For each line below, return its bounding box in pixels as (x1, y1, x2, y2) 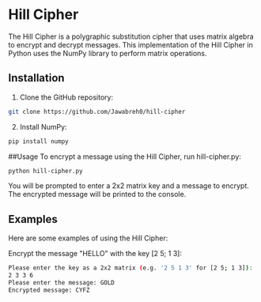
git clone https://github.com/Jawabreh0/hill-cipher (8, 108, 186, 115)
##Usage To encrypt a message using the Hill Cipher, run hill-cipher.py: (8, 152, 241, 161)
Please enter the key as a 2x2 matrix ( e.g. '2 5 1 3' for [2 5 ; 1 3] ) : (8, 264, 253, 272)
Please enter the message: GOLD (8, 278, 115, 286)
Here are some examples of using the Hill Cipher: (8, 233, 168, 243)
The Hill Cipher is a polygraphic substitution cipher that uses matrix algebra (8, 32, 255, 41)
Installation (8, 71, 65, 85)
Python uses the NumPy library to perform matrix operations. (8, 48, 207, 58)
